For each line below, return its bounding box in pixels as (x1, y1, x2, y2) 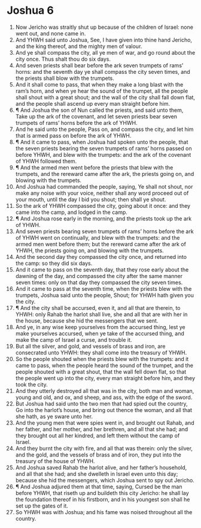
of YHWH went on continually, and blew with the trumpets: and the (15, 234, 180, 241)
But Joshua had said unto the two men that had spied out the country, (15, 400, 188, 407)
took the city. (15, 381, 48, 388)
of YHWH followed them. (15, 157, 77, 165)
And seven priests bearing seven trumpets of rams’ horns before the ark (15, 228, 194, 235)
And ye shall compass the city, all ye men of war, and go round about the (15, 49, 196, 56)
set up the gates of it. (15, 502, 68, 509)
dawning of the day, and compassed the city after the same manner (15, 272, 183, 279)
